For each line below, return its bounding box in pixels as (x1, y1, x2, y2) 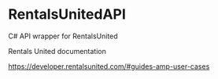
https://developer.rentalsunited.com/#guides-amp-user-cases (8, 61, 210, 71)
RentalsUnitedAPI (8, 5, 126, 23)
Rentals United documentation (8, 46, 106, 56)
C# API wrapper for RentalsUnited (8, 31, 118, 41)
